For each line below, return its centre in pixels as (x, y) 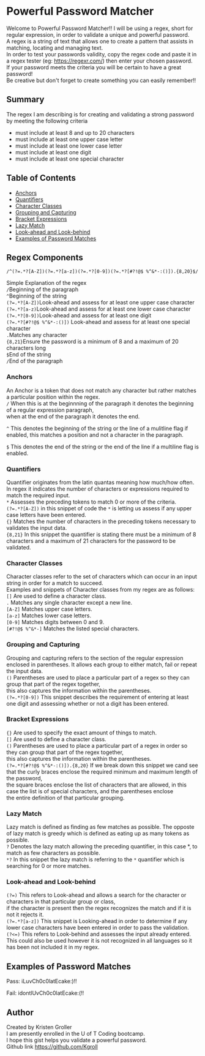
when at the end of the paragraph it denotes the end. (73, 416)
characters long (26, 348)
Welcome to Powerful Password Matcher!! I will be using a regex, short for (100, 28)
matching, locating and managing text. (55, 48)
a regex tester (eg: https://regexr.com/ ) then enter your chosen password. (99, 61)
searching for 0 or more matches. (49, 866)
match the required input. (38, 495)
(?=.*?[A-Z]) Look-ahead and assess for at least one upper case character (100, 303)
